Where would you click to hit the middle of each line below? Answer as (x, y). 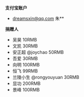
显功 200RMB (26, 83)
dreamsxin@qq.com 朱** (38, 18)
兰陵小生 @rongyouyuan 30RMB (46, 77)
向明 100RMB (26, 65)
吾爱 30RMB (25, 58)
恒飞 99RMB (25, 71)
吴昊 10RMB (25, 40)
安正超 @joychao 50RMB (38, 52)
